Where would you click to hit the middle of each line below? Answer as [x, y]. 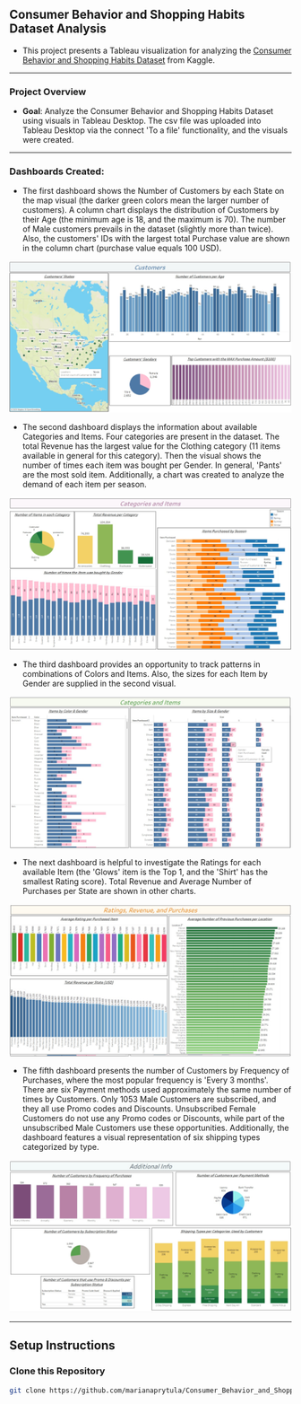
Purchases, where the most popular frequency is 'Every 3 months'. [145, 1080]
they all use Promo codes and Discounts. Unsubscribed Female [139, 1109]
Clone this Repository [57, 1371]
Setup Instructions [62, 1345]
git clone [28, 1391]
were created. [48, 140]
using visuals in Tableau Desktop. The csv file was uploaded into [142, 121]
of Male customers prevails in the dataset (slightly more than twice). [148, 229]
